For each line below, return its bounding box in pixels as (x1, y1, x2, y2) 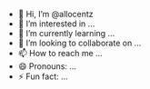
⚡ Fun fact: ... (17, 71, 68, 82)
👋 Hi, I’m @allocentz (17, 9, 94, 19)
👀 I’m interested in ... (17, 18, 95, 29)
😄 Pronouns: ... (17, 61, 77, 72)
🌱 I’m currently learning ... (17, 28, 115, 38)
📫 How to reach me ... (17, 48, 103, 58)
